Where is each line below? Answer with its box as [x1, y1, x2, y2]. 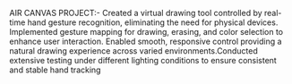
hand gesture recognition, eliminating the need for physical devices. [27, 17, 279, 28]
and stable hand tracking [9, 64, 101, 75]
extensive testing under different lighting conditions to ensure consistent [9, 55, 278, 65]
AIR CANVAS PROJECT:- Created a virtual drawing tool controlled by [9, 8, 262, 18]
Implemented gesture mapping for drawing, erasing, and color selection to [9, 27, 284, 37]
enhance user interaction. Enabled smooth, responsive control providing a [9, 36, 282, 46]
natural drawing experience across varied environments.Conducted [9, 46, 258, 56]
